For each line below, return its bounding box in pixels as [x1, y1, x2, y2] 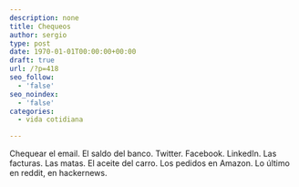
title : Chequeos [9, 22, 71, 31]
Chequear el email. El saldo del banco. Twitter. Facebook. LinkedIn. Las [9, 148, 277, 160]
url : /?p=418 [9, 65, 59, 74]
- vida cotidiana [17, 115, 84, 124]
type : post [9, 38, 51, 48]
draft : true [9, 56, 55, 65]
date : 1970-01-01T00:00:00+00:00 [9, 47, 137, 57]
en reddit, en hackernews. [9, 168, 108, 179]
